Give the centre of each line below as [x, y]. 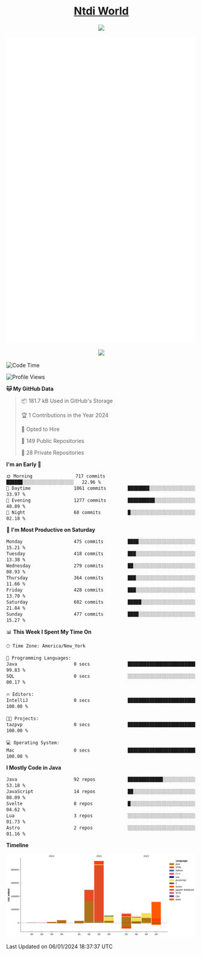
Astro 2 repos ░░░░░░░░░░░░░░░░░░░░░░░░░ [101, 828]
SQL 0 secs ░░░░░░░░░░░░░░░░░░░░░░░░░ [101, 676]
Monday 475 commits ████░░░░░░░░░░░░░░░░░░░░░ [101, 542]
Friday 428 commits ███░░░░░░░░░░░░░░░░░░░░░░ [101, 590]
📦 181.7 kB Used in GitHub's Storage [67, 401]
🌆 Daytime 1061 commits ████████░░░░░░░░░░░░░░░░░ [101, 488]
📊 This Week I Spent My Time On [49, 632]
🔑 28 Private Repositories [52, 453]
